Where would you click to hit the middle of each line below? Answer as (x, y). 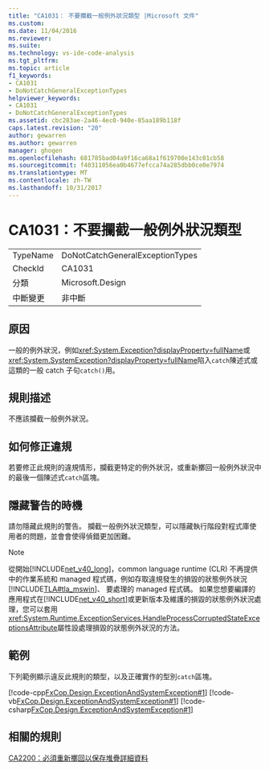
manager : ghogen (35, 150)
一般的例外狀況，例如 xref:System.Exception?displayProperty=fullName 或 (129, 350)
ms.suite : (25, 46)
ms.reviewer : (30, 38)
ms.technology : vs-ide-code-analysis (71, 53)
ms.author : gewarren (43, 143)
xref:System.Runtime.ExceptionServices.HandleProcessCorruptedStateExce (134, 618)
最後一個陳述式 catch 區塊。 (59, 478)
